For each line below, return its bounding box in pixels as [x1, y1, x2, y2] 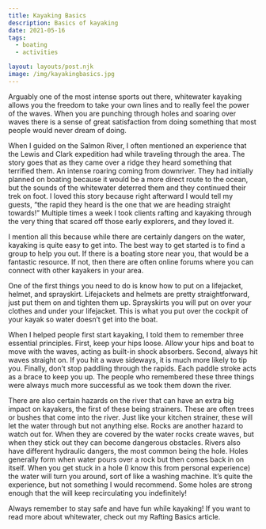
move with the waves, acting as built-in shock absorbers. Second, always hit [8, 346, 258, 356]
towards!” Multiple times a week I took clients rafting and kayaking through [8, 207, 252, 218]
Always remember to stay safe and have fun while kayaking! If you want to [8, 504, 251, 513]
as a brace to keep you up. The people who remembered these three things [8, 371, 255, 381]
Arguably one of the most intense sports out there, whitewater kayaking [8, 92, 242, 101]
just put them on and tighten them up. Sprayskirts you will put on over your [8, 298, 252, 307]
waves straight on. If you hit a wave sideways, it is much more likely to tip [8, 355, 248, 364]
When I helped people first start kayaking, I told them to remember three [8, 329, 244, 339]
